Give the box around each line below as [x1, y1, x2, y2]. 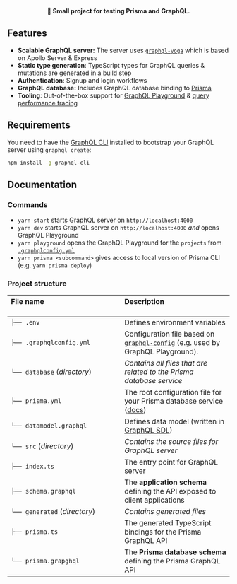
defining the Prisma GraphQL [124, 556, 221, 566]
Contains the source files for [124, 437, 219, 447]
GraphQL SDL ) [124, 426, 173, 436]
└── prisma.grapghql [11, 557, 80, 565]
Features [7, 28, 47, 40]
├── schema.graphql [11, 487, 76, 496]
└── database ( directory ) [11, 367, 92, 377]
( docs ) [124, 405, 147, 415]
